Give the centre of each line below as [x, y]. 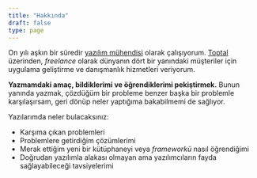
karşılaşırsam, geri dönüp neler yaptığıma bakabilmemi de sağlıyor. [117, 102]
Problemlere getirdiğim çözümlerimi [77, 141]
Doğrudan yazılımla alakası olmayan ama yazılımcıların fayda [118, 157]
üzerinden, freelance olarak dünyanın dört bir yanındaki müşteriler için [123, 61]
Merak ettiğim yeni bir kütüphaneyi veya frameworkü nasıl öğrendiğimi [134, 149]
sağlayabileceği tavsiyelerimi [66, 166]
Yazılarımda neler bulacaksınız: [59, 117]
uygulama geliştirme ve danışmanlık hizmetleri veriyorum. [102, 70]
